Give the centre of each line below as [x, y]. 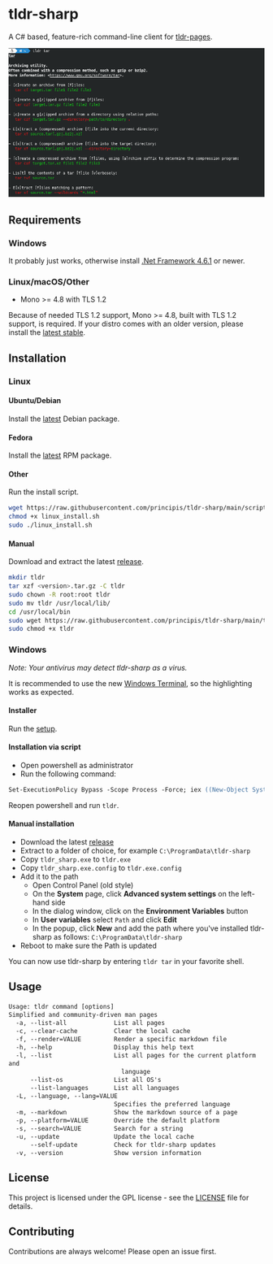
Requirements [45, 220]
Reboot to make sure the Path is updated [88, 946]
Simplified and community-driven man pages [83, 1014]
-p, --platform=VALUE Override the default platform [118, 1120]
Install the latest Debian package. [64, 419]
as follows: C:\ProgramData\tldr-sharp [118, 937]
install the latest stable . [47, 332]
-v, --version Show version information [108, 1153]
